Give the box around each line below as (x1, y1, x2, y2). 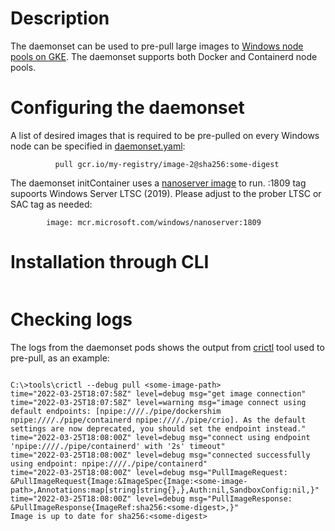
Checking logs (10, 308, 133, 331)
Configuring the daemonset (10, 97, 245, 119)
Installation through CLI (10, 251, 210, 274)
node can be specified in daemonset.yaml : (10, 140, 186, 152)
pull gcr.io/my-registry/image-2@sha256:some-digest (54, 159, 280, 169)
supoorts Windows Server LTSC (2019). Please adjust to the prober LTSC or (10, 187, 322, 199)
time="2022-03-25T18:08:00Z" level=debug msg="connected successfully (10, 450, 311, 460)
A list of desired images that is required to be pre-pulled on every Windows (10, 129, 320, 141)
